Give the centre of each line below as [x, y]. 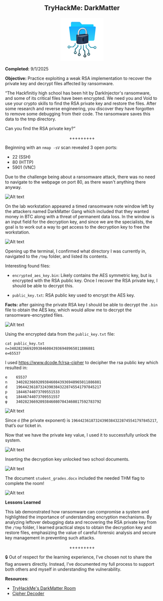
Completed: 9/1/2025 [27, 69]
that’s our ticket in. [24, 426]
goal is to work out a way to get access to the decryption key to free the [77, 227]
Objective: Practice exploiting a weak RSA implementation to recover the [79, 78]
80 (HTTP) [23, 162]
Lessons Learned [23, 502]
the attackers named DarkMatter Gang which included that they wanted [77, 211]
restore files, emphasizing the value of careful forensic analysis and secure [81, 532]
